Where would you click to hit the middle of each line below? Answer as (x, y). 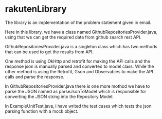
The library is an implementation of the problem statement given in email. (78, 22)
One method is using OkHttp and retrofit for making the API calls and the (78, 61)
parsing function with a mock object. (42, 111)
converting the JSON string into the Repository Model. (59, 97)
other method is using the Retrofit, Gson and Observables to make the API (79, 71)
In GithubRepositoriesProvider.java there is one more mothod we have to (78, 86)
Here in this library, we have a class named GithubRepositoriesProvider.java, (81, 32)
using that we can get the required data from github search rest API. (73, 37)
